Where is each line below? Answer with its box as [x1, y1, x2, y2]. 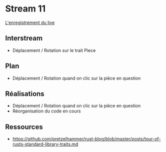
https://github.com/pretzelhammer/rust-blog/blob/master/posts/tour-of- [12, 136, 161, 142]
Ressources [5, 122, 43, 131]
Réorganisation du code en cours [12, 108, 81, 114]
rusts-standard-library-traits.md [12, 141, 78, 147]
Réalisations [5, 89, 44, 98]
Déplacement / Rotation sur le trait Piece [12, 47, 96, 53]
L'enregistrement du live [5, 19, 55, 25]
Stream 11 [5, 3, 46, 14]
